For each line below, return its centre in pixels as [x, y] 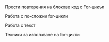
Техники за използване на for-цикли [42, 35]
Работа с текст [20, 25]
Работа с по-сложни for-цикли [37, 16]
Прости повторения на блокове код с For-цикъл [55, 7]
